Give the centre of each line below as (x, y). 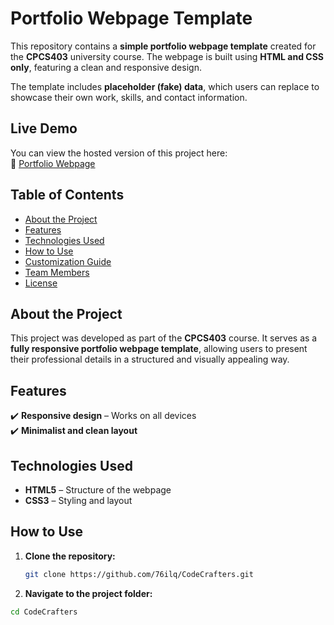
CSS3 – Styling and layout (78, 500)
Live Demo (44, 128)
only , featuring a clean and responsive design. (106, 67)
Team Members (57, 272)
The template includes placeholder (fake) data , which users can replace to (165, 86)
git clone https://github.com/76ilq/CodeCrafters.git (139, 574)
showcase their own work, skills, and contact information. (129, 97)
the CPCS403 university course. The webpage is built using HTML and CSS (167, 56)
